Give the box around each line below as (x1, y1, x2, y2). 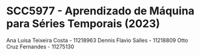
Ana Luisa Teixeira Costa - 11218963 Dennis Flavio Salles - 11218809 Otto (6, 36, 188, 44)
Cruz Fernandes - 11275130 (6, 43, 75, 50)
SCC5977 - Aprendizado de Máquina (6, 4, 195, 18)
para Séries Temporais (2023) (6, 17, 161, 30)
